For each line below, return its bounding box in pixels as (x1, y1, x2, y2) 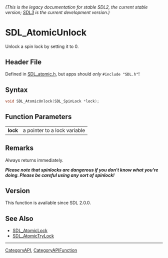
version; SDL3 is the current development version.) (5, 9, 110, 15)
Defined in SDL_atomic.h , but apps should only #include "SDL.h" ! (5, 71, 140, 77)
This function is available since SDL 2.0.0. (5, 200, 91, 206)
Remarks (5, 144, 34, 152)
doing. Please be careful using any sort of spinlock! (5, 172, 115, 178)
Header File (5, 57, 42, 66)
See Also (5, 214, 33, 222)
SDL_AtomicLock (12, 227, 48, 233)
